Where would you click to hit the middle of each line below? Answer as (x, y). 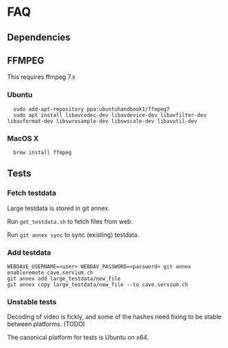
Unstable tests (32, 301)
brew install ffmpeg (42, 152)
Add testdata (29, 253)
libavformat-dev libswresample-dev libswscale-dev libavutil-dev (102, 121)
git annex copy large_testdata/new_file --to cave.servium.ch (98, 285)
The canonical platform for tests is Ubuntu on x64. (78, 338)
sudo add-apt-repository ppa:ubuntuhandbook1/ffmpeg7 (91, 109)
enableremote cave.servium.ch (50, 272)
